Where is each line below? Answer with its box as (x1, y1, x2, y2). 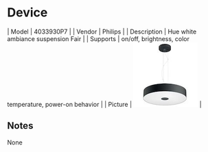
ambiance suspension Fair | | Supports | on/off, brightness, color (7, 34, 190, 42)
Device (7, 5, 48, 21)
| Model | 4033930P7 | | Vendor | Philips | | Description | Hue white (7, 27, 197, 36)
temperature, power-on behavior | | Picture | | (7, 100, 202, 108)
